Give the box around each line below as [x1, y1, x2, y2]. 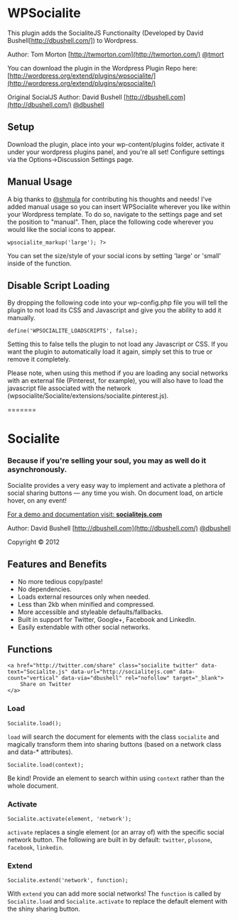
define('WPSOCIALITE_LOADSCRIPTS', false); [7, 327, 139, 334]
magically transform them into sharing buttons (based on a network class [7, 740, 222, 748]
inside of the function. [7, 259, 72, 267]
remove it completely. [7, 355, 71, 364]
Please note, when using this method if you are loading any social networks [7, 369, 229, 377]
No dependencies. [17, 585, 72, 593]
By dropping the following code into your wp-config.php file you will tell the [7, 298, 228, 307]
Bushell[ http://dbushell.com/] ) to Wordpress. [7, 36, 139, 44]
